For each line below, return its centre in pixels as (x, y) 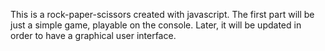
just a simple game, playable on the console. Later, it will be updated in (156, 25)
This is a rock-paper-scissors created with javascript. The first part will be (162, 14)
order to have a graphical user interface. (93, 35)
